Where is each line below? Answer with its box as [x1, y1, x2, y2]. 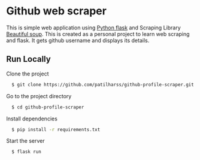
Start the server [6, 137, 45, 144]
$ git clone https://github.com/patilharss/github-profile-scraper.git [11, 81, 195, 87]
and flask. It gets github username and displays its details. [6, 37, 150, 44]
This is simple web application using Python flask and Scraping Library [6, 24, 181, 31]
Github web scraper [6, 4, 107, 18]
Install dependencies [6, 115, 58, 122]
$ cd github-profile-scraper [11, 104, 84, 110]
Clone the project [6, 70, 49, 77]
